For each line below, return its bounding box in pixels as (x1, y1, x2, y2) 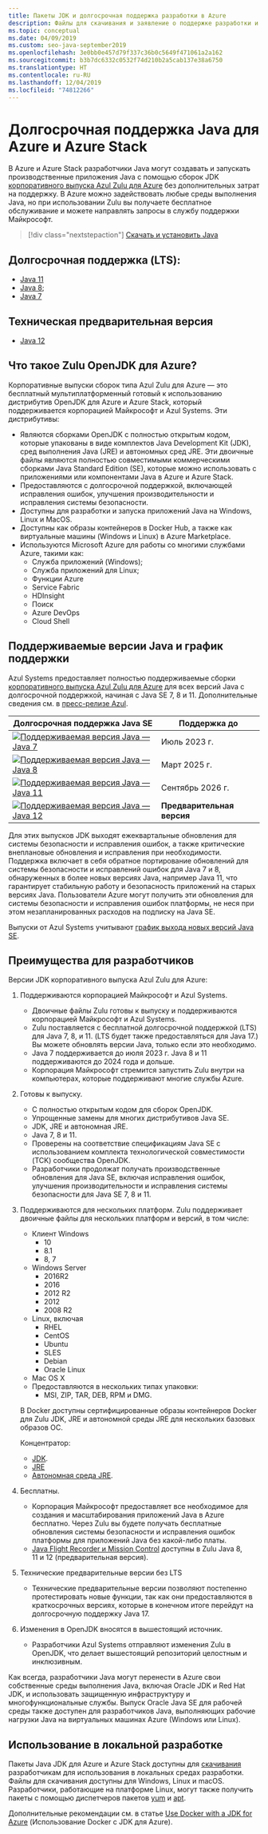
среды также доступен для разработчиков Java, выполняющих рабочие (8, 1706, 256, 1716)
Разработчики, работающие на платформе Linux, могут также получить (8, 1784, 254, 1794)
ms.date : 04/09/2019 (8, 34, 77, 42)
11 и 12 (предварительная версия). (31, 1553, 149, 1562)
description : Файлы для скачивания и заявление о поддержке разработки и (8, 19, 259, 27)
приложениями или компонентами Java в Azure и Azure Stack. (19, 472, 234, 482)
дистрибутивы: (8, 414, 60, 423)
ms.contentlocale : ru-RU (8, 71, 91, 79)
